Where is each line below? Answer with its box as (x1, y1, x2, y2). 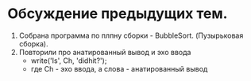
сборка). (18, 39, 48, 48)
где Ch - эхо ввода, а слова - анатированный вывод (30, 64, 208, 73)
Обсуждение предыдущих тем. (7, 5, 228, 23)
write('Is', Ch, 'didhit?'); (30, 56, 107, 65)
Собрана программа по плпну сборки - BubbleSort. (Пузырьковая (18, 31, 244, 40)
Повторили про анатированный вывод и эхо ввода (18, 47, 191, 57)
